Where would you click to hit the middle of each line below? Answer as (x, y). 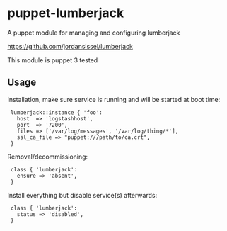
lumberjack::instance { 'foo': (56, 112)
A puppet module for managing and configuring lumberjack (94, 33)
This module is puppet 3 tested (53, 60)
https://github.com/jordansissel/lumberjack (70, 46)
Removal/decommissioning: (48, 157)
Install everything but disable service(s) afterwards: (82, 195)
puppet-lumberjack (66, 13)
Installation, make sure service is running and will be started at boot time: (114, 99)
